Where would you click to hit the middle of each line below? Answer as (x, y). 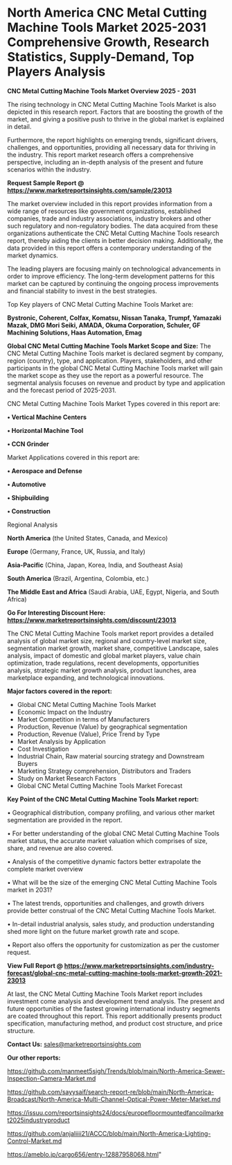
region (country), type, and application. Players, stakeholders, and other (110, 360)
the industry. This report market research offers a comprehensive (100, 155)
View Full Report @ (35, 965)
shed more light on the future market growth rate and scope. (93, 931)
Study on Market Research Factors (66, 778)
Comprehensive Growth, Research (108, 42)
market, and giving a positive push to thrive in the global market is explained (116, 119)
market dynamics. (33, 255)
